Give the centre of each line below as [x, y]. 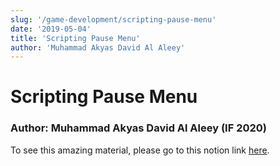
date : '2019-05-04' [51, 29]
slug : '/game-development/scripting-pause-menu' [113, 19]
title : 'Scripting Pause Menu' [75, 38]
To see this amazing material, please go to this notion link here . [140, 150]
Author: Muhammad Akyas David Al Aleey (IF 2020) [138, 128]
